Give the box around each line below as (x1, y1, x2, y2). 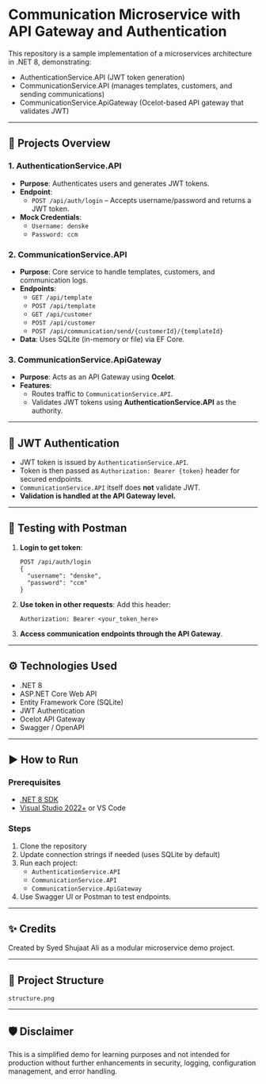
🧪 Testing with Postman (8, 521, 127, 535)
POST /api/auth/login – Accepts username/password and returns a (31, 195, 252, 205)
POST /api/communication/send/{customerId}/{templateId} (31, 327, 224, 335)
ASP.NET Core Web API (19, 689, 97, 698)
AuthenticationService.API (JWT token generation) (19, 72, 185, 82)
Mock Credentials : (19, 212, 82, 221)
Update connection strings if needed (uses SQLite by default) (19, 849, 220, 859)
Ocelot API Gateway (19, 714, 85, 724)
